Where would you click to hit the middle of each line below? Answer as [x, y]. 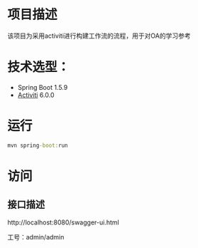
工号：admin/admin [36, 237]
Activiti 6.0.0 [36, 95]
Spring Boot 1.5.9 [43, 87]
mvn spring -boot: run [38, 145]
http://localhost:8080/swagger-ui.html [63, 222]
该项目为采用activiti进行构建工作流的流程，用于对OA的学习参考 [99, 36]
